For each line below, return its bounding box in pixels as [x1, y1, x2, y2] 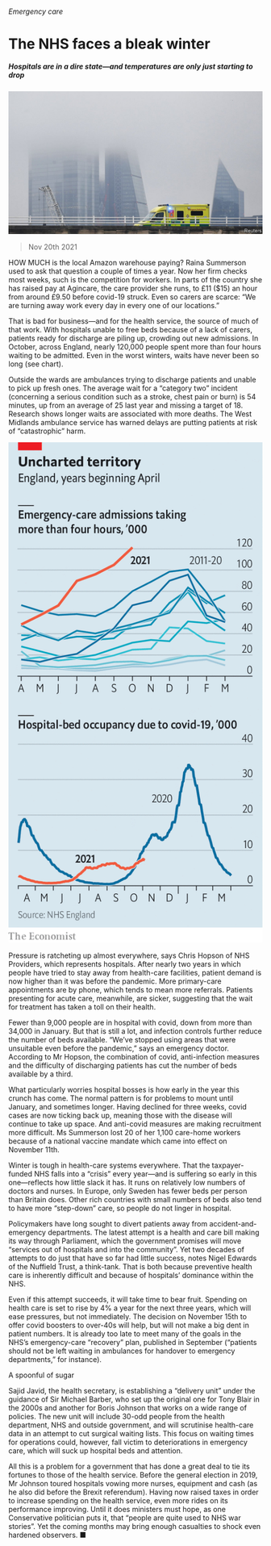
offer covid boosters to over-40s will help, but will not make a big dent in [8, 1320, 250, 1330]
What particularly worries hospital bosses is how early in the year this [8, 1084, 240, 1094]
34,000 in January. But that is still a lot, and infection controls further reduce [8, 1026, 262, 1036]
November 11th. [8, 1144, 60, 1154]
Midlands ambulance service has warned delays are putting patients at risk [8, 418, 258, 428]
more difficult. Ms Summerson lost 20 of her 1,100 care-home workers [8, 1127, 241, 1137]
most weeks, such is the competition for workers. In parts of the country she [8, 275, 263, 285]
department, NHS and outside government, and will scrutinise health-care [8, 1420, 254, 1430]
